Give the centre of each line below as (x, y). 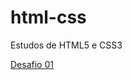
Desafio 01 (32, 64)
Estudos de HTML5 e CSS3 (66, 45)
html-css (48, 17)
